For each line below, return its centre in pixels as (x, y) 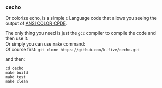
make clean (17, 82)
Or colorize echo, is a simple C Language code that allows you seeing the (81, 18)
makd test (16, 77)
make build (17, 73)
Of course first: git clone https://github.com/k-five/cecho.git (72, 50)
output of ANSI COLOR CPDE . (36, 23)
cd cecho (14, 69)
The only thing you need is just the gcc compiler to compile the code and (81, 33)
